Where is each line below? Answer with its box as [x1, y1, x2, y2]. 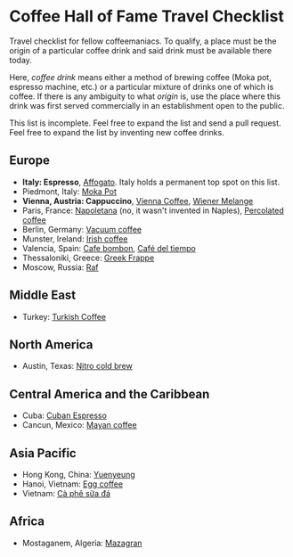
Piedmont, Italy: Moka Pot [21, 185, 118, 197]
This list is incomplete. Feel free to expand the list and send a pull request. [9, 118, 282, 128]
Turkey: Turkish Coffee [21, 311, 107, 322]
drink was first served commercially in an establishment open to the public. [9, 100, 285, 111]
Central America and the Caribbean [9, 386, 210, 402]
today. [9, 54, 33, 65]
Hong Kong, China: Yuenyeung [21, 470, 135, 479]
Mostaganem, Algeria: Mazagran [21, 537, 142, 548]
